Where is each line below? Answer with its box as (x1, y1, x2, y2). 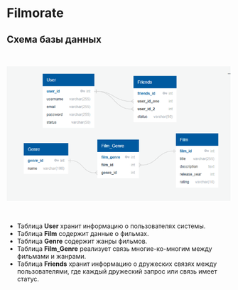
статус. (16, 274, 40, 283)
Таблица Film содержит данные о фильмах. (16, 229, 150, 237)
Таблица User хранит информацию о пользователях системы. (16, 222, 206, 230)
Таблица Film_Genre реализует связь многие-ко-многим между (16, 244, 212, 253)
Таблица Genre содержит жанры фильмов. (16, 237, 148, 245)
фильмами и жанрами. (16, 252, 87, 260)
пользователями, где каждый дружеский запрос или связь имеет (16, 267, 217, 275)
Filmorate (6, 5, 65, 21)
